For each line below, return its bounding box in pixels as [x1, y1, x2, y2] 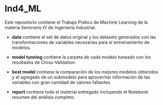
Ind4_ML [4, 3, 41, 14]
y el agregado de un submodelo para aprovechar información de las [11, 74, 150, 80]
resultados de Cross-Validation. [11, 59, 76, 65]
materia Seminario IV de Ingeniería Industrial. [4, 24, 96, 30]
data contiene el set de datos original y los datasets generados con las [11, 34, 156, 40]
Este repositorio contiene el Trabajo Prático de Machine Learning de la [4, 19, 148, 25]
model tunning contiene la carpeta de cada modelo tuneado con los [11, 54, 151, 60]
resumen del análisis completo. [11, 94, 75, 100]
